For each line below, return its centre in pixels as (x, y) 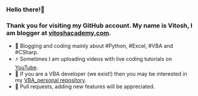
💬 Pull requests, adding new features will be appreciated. (85, 86)
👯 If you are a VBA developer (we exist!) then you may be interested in (101, 74)
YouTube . (27, 67)
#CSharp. (27, 52)
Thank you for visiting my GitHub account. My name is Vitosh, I (99, 25)
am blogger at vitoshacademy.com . (59, 33)
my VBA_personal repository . (50, 80)
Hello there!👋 (25, 10)
